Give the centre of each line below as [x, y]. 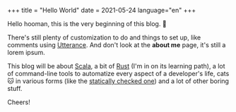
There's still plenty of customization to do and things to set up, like [104, 37]
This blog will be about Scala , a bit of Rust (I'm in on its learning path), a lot [116, 66]
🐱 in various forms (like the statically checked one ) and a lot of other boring [118, 81]
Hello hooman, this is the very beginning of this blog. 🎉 [87, 24]
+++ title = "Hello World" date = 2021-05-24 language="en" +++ [102, 10]
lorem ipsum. [26, 52]
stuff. [15, 88]
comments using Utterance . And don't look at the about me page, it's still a [117, 45]
